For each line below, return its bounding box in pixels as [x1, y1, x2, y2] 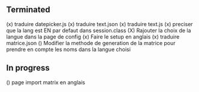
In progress [6, 63, 50, 73]
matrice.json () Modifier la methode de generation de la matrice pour [6, 39, 176, 46]
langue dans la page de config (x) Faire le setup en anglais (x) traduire [6, 33, 180, 40]
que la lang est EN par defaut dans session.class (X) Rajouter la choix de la [6, 27, 191, 34]
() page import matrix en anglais [6, 78, 86, 85]
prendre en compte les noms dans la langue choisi [6, 46, 131, 53]
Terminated [6, 5, 50, 15]
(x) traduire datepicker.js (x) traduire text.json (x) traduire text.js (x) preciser [6, 20, 193, 27]
